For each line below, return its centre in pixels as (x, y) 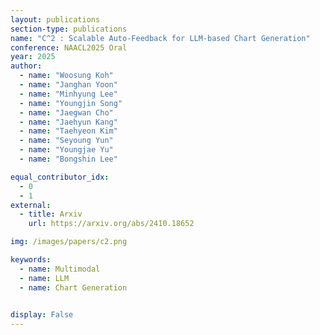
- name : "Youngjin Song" (71, 103)
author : (26, 66)
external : (31, 205)
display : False (42, 315)
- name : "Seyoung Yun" (66, 141)
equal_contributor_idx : (60, 177)
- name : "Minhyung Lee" (68, 94)
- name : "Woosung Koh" (66, 76)
